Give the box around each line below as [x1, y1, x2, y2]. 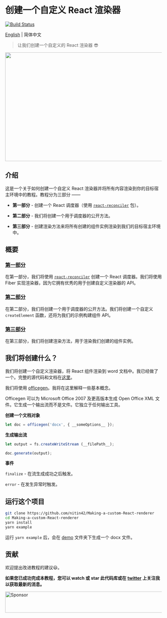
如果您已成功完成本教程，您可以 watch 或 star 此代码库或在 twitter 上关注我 [5, 575, 160, 581]
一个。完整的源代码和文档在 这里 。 [5, 374, 75, 380]
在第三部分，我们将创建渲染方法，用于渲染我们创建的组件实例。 [5, 338, 136, 344]
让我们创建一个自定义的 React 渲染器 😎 [17, 42, 98, 48]
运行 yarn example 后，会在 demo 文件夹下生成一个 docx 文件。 [5, 534, 135, 540]
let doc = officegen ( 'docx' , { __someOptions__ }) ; [5, 422, 114, 427]
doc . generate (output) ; [5, 450, 52, 455]
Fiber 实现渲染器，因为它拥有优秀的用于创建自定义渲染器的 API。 [5, 280, 138, 286]
